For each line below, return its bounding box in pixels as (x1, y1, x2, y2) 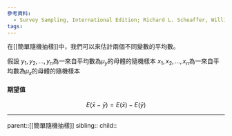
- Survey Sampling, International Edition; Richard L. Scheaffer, (13, 16, 209, 23)
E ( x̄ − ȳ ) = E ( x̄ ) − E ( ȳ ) (86, 101, 146, 109)
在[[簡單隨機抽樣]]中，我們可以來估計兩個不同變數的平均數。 (7, 43, 180, 51)
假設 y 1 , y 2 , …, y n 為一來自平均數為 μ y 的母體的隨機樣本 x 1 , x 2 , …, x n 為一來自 (7, 57, 214, 67)
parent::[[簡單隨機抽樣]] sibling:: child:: (7, 122, 117, 130)
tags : (7, 23, 23, 30)
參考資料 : (7, 10, 31, 17)
